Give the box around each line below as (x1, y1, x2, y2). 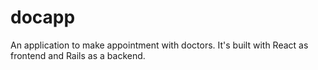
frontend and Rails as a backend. (10, 49, 146, 61)
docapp (10, 6, 76, 29)
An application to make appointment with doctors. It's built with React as (10, 39, 309, 51)
